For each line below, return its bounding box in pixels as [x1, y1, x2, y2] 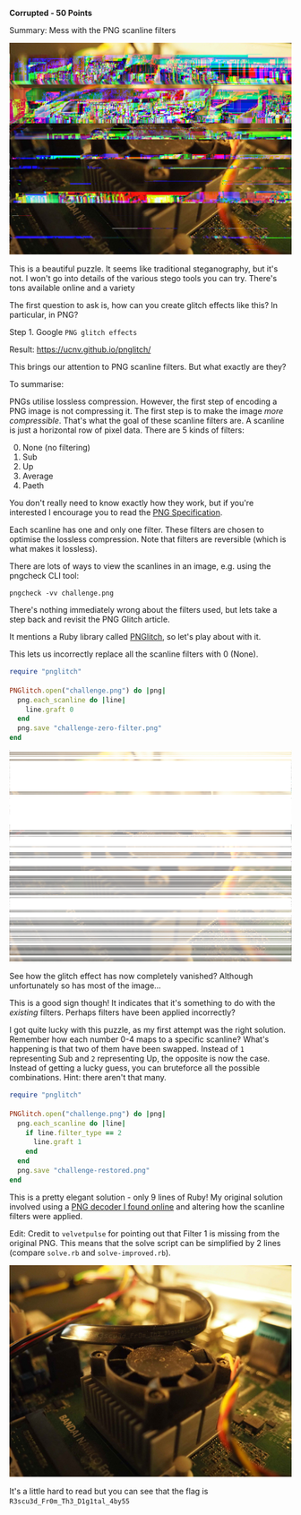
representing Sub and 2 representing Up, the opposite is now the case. [9, 1053, 271, 1063]
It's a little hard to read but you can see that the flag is [9, 1485, 209, 1496]
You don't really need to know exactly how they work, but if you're [9, 497, 254, 508]
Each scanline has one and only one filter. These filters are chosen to [9, 524, 264, 535]
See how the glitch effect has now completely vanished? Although [9, 971, 254, 981]
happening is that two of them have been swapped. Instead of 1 [9, 1044, 245, 1054]
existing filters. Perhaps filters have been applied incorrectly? [9, 1007, 236, 1018]
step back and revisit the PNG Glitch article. [9, 614, 170, 624]
